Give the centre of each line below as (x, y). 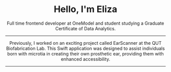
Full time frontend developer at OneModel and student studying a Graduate (85, 23)
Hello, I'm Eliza (85, 9)
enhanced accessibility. (85, 59)
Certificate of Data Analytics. (85, 28)
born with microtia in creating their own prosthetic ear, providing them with (85, 53)
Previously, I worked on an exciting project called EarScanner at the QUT (85, 43)
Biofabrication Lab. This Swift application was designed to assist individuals (85, 48)
